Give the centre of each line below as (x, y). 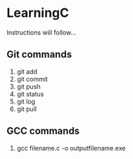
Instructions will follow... (42, 32)
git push (28, 87)
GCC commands (43, 131)
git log (26, 101)
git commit (32, 79)
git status (30, 94)
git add (27, 71)
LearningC (38, 13)
